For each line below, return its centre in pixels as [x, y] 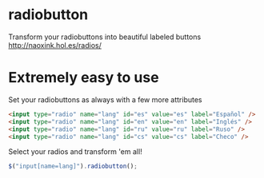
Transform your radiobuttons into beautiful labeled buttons [105, 37]
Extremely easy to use [84, 78]
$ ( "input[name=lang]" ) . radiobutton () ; [73, 166]
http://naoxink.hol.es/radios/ [55, 45]
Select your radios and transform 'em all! [75, 152]
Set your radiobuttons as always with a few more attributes [105, 99]
